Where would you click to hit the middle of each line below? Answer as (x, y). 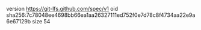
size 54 (41, 21)
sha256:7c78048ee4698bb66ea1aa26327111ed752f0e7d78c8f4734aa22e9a (101, 15)
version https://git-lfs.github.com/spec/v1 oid (62, 9)
